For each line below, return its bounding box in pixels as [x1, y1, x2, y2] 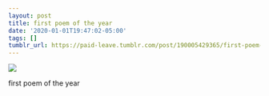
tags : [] [8, 34, 38, 42]
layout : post [8, 11, 52, 20]
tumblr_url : [8, 42, 48, 50]
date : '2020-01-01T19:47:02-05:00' [8, 26, 127, 34]
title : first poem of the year [8, 19, 113, 27]
